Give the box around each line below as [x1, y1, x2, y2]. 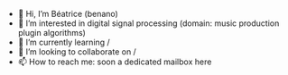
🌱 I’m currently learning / [17, 37, 110, 47]
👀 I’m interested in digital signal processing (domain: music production [17, 18, 280, 29]
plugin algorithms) [17, 28, 86, 37]
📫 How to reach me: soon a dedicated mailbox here [17, 56, 212, 67]
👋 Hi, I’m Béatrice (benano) [17, 9, 119, 19]
